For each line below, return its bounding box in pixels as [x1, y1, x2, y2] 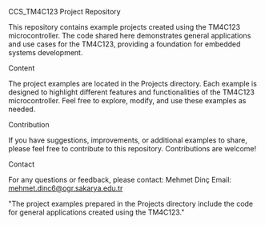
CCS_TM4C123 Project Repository [8, 7, 122, 16]
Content [8, 63, 35, 73]
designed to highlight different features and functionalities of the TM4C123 [8, 87, 255, 97]
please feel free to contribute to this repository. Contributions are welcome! [8, 144, 257, 153]
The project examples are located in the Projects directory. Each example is [8, 79, 258, 88]
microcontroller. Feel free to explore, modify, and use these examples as [8, 96, 247, 105]
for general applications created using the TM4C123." [8, 207, 185, 217]
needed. [8, 104, 36, 114]
